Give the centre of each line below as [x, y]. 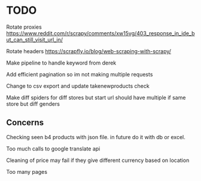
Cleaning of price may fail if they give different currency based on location [98, 160]
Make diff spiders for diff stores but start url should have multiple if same [96, 97]
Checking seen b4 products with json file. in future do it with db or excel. [96, 137]
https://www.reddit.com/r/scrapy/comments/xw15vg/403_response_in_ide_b [100, 33]
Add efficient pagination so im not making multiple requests [80, 74]
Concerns [25, 123]
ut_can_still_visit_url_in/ [35, 39]
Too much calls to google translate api [53, 148]
